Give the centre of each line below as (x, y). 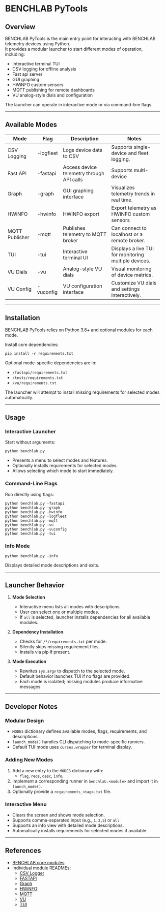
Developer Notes (31, 707)
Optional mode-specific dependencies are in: (51, 363)
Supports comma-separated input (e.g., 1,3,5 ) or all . (67, 820)
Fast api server (27, 74)
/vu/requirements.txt (34, 383)
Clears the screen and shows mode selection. (58, 815)
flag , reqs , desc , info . (41, 776)
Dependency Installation (38, 632)
